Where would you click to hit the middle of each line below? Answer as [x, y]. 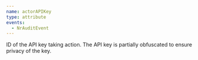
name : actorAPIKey [29, 11]
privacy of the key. [29, 51]
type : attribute [26, 17]
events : [16, 22]
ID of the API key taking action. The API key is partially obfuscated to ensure [99, 45]
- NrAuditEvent [30, 28]
